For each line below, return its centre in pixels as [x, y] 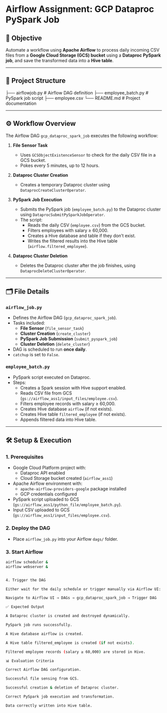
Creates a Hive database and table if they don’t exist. [82, 236]
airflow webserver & [27, 567]
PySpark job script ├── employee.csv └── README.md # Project [73, 98]
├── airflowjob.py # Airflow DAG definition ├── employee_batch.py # [77, 92]
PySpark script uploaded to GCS [46, 499]
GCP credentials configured [49, 494]
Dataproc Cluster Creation [40, 175]
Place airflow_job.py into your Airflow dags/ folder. [65, 539]
